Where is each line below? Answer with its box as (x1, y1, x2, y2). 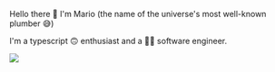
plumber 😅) (9, 18, 54, 29)
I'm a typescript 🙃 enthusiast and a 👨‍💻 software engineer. (9, 36, 228, 46)
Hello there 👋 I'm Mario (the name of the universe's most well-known (9, 9, 267, 19)
